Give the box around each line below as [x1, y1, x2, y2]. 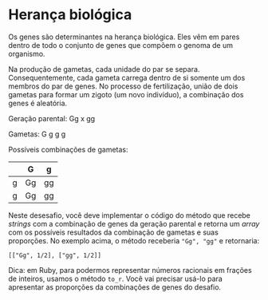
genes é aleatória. [8, 98, 68, 108]
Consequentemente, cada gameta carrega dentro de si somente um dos [8, 73, 246, 82]
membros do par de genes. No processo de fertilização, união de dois [8, 81, 238, 91]
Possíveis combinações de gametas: [8, 144, 129, 154]
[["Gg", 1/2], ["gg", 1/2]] [8, 251, 102, 259]
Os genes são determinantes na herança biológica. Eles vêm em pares [8, 32, 240, 41]
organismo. [8, 49, 45, 58]
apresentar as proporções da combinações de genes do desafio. [8, 282, 222, 292]
